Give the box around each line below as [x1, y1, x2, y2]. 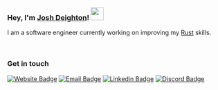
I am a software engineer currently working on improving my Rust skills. [7, 28, 212, 37]
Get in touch [7, 59, 50, 69]
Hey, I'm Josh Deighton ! [7, 12, 90, 22]
